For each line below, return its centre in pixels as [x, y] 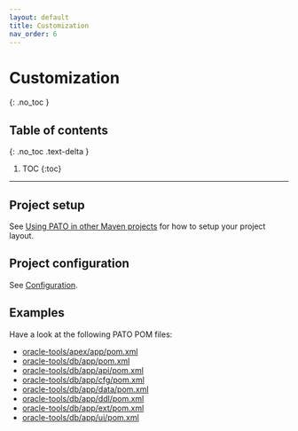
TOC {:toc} [42, 168]
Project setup [47, 205]
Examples [37, 313]
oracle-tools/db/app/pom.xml [76, 361]
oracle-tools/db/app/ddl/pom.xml [83, 398]
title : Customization [49, 26]
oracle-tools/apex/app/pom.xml [80, 351]
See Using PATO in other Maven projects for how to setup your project [137, 226]
